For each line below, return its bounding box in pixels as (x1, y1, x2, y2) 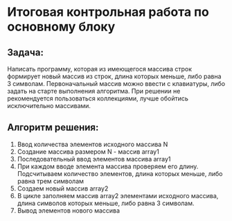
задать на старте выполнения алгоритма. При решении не (7, 87, 181, 95)
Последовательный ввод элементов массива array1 (17, 154, 171, 163)
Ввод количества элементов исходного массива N (17, 140, 168, 148)
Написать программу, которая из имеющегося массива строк (7, 65, 193, 73)
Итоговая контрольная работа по (7, 4, 209, 20)
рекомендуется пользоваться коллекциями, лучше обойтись (7, 94, 189, 103)
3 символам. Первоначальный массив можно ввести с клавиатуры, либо (7, 80, 226, 87)
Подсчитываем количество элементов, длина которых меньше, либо (17, 169, 223, 177)
